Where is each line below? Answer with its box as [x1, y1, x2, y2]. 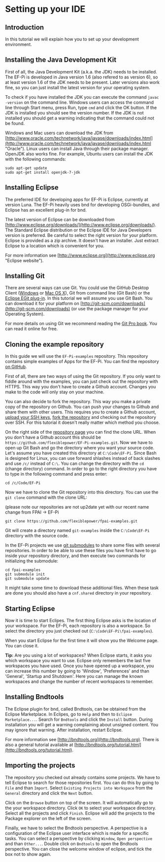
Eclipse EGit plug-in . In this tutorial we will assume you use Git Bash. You [5, 295, 153, 301]
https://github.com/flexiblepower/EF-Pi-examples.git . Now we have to [5, 440, 153, 446]
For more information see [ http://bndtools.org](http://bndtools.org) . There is [5, 736, 159, 742]
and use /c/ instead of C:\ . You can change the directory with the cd [5, 460, 144, 467]
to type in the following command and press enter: [5, 471, 107, 477]
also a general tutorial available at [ [5, 742, 76, 748]
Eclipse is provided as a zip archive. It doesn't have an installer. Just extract [5, 237, 159, 243]
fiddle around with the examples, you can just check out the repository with [5, 378, 159, 384]
